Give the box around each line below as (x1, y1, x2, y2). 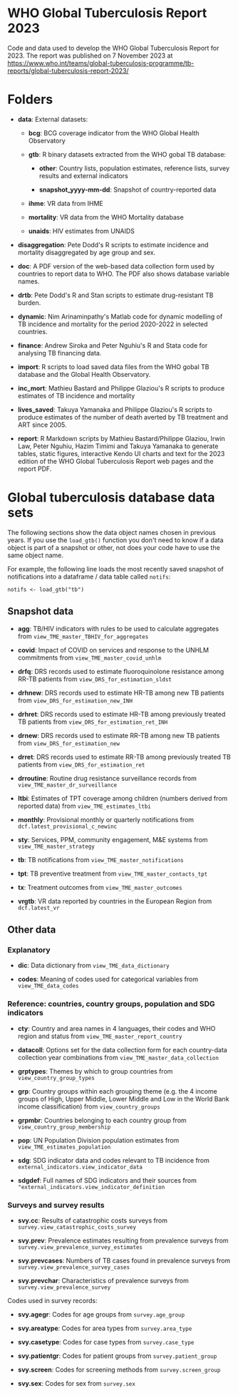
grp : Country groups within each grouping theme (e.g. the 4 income (17, 1087, 217, 1095)
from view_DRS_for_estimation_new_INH (17, 696, 133, 705)
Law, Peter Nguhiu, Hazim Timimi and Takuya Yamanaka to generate (17, 442, 219, 450)
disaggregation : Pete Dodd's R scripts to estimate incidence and (17, 240, 209, 249)
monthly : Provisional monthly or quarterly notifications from (17, 815, 195, 824)
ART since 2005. (17, 420, 67, 429)
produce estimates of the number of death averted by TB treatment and (17, 413, 229, 421)
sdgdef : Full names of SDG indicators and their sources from (17, 1176, 197, 1184)
